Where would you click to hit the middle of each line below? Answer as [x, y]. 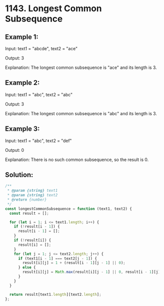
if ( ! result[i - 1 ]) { [37, 227]
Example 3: [22, 129]
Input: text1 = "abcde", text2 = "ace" [41, 49]
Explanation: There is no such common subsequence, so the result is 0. [77, 160]
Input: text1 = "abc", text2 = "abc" [39, 94]
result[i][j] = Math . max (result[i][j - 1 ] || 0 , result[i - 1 [87, 272]
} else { [27, 267]
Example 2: [22, 83]
